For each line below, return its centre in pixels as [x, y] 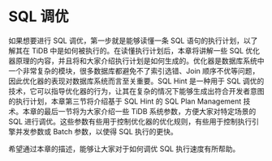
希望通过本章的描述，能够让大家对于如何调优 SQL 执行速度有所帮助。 [124, 148]
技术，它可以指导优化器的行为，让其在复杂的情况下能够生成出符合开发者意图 [136, 91]
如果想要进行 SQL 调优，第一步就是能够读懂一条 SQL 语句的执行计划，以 [130, 40]
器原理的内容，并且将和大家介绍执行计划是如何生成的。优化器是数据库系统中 [136, 61]
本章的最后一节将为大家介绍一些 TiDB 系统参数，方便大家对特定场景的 [139, 111]
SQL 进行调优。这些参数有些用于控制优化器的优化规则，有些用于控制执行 [130, 121]
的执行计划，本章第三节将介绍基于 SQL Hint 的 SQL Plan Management [125, 101]
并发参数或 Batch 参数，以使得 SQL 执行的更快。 [97, 131]
